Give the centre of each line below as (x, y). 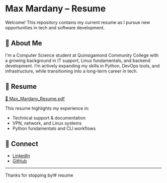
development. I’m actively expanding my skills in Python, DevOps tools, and (83, 65)
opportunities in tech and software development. (55, 27)
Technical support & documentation (49, 118)
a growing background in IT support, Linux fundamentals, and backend (78, 61)
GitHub (20, 161)
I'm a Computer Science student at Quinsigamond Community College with (82, 55)
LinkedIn (21, 156)
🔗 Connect (22, 144)
